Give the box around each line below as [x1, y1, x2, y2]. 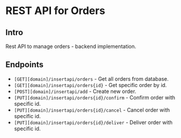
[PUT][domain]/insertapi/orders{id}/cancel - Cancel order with [13, 106, 170, 113]
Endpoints [5, 60, 44, 70]
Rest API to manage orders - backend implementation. [5, 43, 136, 50]
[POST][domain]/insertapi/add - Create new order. [13, 88, 136, 95]
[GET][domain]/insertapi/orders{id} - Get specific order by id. [13, 81, 168, 88]
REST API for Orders [5, 4, 105, 18]
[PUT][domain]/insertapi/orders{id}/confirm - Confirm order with [13, 94, 176, 101]
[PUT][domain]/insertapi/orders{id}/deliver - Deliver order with [13, 119, 173, 126]
